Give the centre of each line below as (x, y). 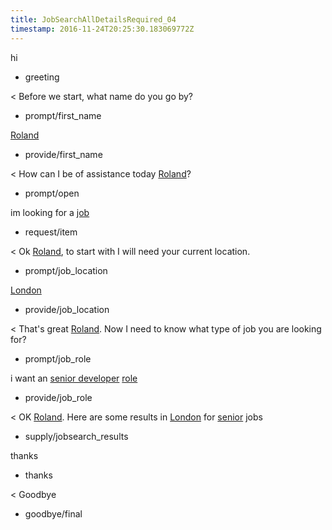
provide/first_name (63, 154)
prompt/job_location (66, 270)
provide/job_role (58, 397)
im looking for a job (50, 212)
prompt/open (52, 193)
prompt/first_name (63, 115)
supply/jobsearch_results (76, 436)
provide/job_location (67, 309)
